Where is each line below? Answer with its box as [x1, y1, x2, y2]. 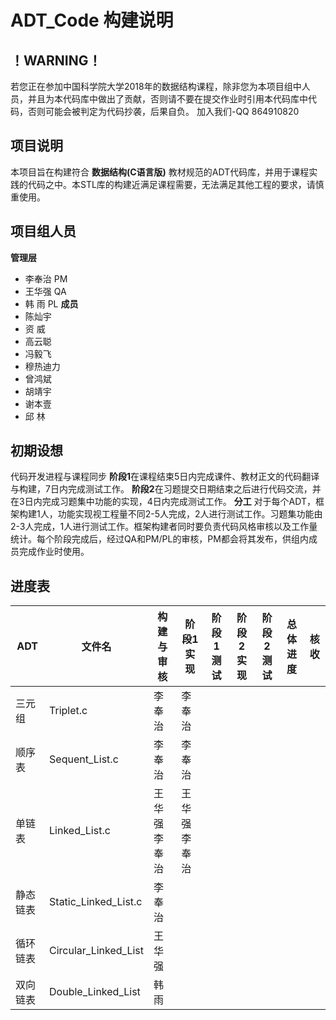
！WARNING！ [10, 52, 102, 69]
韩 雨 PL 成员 [24, 297, 79, 310]
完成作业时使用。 [18, 546, 90, 558]
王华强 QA [24, 285, 67, 297]
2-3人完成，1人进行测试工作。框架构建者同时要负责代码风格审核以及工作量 [10, 521, 318, 533]
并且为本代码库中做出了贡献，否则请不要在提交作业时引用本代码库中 [27, 93, 308, 105]
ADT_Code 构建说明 [10, 9, 174, 32]
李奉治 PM [24, 272, 68, 285]
